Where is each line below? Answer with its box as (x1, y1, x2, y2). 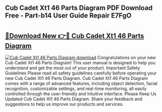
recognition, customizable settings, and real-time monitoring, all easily (5, 86, 147, 92)
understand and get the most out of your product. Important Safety (5, 65, 140, 71)
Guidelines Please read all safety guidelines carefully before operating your (5, 70, 157, 76)
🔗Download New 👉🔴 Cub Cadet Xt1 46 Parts (5, 32, 144, 40)
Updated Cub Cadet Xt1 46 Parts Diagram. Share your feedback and (5, 96, 142, 102)
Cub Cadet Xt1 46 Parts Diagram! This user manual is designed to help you (5, 60, 156, 65)
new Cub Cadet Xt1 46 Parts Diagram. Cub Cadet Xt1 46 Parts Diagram (5, 75, 148, 81)
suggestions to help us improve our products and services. (5, 101, 124, 107)
